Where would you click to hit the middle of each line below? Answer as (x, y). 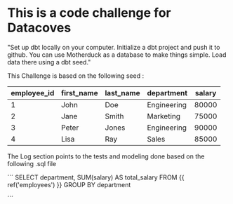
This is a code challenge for (89, 13)
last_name (122, 93)
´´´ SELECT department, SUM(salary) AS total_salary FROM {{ (96, 177)
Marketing (164, 116)
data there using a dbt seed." (49, 62)
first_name (79, 93)
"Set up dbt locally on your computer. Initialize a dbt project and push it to (114, 47)
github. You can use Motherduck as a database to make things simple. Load (117, 55)
